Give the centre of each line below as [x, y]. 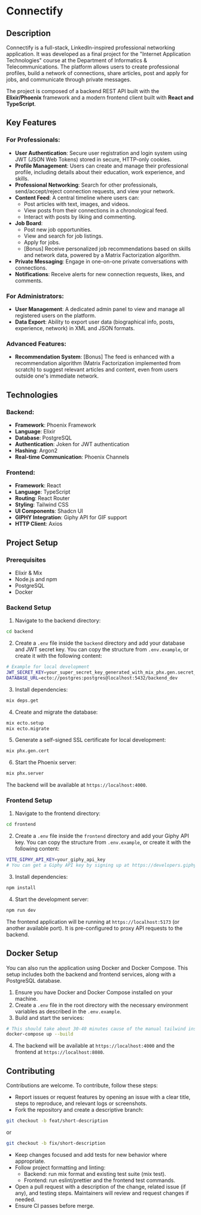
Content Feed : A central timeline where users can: [77, 197]
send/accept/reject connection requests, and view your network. [95, 191]
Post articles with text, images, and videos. [77, 204]
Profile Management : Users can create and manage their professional [101, 166]
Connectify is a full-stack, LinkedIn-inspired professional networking [91, 47]
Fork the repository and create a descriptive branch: [79, 1110]
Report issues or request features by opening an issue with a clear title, [103, 1097]
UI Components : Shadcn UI [49, 511]
